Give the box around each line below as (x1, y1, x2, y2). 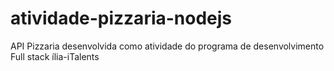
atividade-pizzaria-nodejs (10, 7, 233, 30)
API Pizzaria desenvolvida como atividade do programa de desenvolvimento (10, 40, 325, 52)
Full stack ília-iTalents (10, 50, 100, 62)
